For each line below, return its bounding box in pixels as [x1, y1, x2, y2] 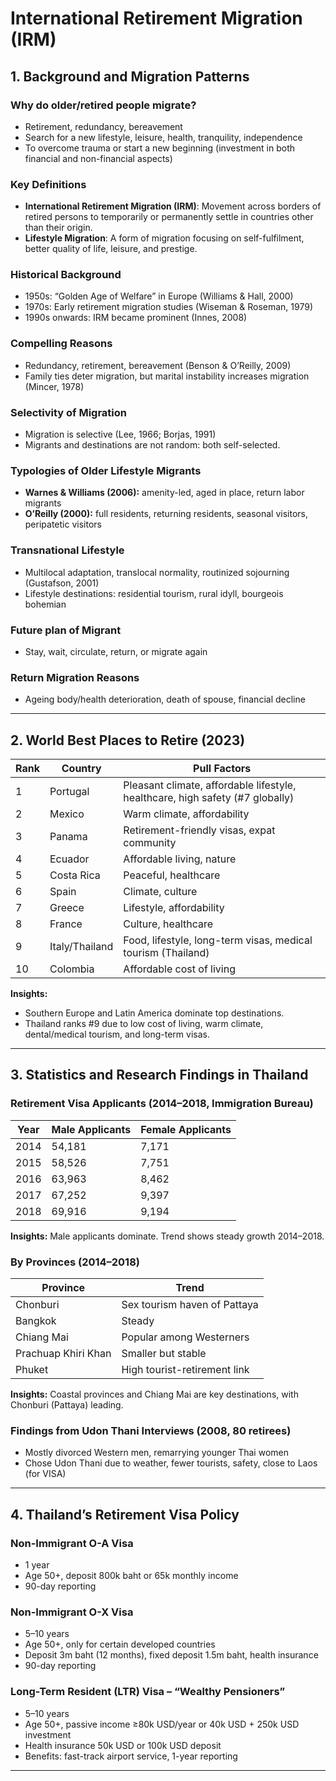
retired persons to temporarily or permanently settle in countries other [24, 211, 314, 223]
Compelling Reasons [10, 337, 113, 351]
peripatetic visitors [24, 518, 102, 531]
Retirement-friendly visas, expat [123, 823, 276, 837]
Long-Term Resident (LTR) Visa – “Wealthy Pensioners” [10, 1685, 286, 1699]
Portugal [49, 785, 90, 799]
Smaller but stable [121, 1347, 207, 1361]
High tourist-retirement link [121, 1363, 250, 1377]
